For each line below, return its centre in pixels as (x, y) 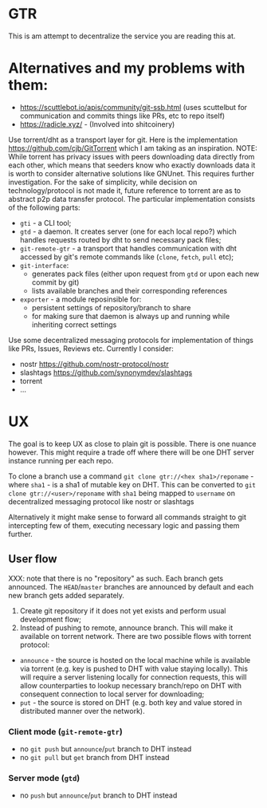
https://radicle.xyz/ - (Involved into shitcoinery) (97, 124)
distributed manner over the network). (82, 711)
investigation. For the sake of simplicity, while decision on (103, 182)
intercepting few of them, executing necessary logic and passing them (124, 525)
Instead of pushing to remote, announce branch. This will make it (126, 628)
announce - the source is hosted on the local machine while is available (135, 660)
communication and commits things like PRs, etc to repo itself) (122, 116)
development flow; (50, 619)
